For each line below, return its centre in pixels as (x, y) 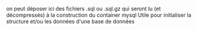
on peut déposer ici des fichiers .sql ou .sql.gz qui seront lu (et (83, 9)
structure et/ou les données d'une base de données (71, 21)
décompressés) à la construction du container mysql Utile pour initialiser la (99, 15)
